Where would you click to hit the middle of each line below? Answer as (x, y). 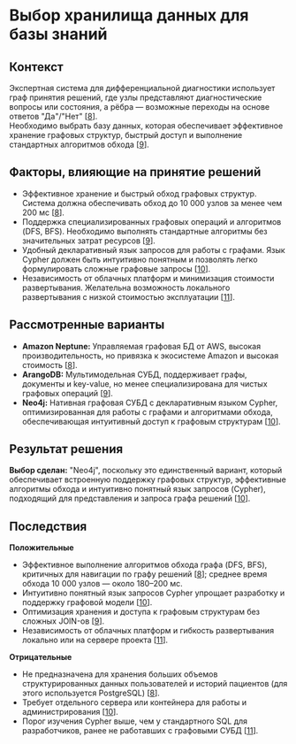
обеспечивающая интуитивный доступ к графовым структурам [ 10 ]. (151, 421)
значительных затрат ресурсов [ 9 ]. (89, 241)
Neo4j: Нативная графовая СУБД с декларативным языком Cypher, (150, 403)
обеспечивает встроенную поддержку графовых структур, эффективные (148, 479)
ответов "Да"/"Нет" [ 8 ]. (53, 116)
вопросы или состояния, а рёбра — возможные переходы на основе (140, 107)
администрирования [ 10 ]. (70, 712)
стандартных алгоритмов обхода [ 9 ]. (80, 144)
